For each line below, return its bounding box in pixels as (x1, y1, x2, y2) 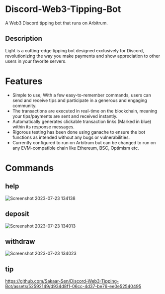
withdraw (5, 237, 35, 246)
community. (12, 102, 37, 108)
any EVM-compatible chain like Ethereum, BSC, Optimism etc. (12, 145, 139, 151)
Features (5, 76, 43, 87)
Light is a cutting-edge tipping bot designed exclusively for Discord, (5, 47, 144, 53)
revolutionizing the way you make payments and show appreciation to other (5, 53, 161, 59)
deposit (5, 210, 30, 218)
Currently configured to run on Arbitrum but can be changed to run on (12, 139, 156, 145)
